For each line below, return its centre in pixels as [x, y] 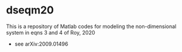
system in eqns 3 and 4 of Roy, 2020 [50, 32]
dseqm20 [30, 10]
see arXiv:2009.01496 [41, 44]
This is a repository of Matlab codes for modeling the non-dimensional [91, 26]
